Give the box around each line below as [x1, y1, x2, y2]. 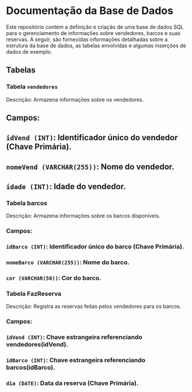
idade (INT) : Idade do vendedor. [6, 182, 126, 192]
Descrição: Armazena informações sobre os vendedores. [6, 96, 144, 103]
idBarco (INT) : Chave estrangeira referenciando [6, 356, 146, 365]
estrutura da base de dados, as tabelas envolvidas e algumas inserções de [6, 42, 186, 49]
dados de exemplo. [6, 48, 53, 55]
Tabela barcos [6, 199, 48, 207]
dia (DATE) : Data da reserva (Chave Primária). [6, 379, 139, 387]
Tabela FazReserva [6, 290, 61, 298]
